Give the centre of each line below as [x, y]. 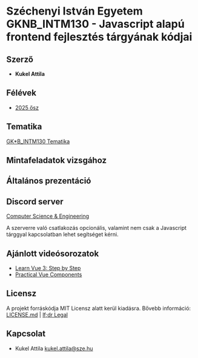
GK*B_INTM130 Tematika [38, 141]
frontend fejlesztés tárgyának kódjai [99, 37]
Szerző [20, 59]
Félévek [21, 93]
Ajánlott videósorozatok [53, 253]
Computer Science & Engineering [48, 216]
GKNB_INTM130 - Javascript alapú [95, 24]
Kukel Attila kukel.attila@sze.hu [54, 348]
